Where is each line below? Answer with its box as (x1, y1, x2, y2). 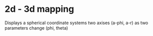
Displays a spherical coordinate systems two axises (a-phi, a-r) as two (4, 20, 149, 26)
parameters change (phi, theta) (4, 25, 68, 31)
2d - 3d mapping (4, 3, 74, 15)
